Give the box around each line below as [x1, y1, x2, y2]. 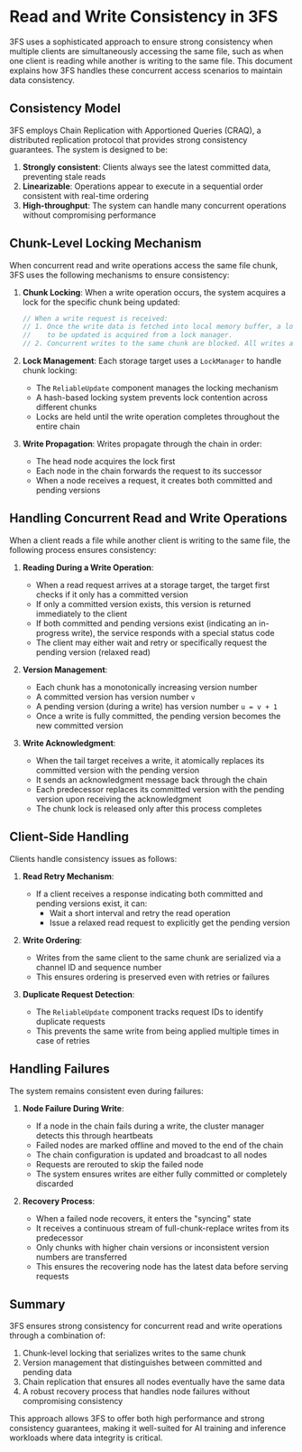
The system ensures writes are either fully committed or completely [35, 1168, 288, 1179]
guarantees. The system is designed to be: [9, 144, 169, 155]
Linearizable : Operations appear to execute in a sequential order [22, 181, 264, 192]
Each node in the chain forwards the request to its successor [35, 465, 262, 476]
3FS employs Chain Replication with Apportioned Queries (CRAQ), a [9, 125, 261, 136]
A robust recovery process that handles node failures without [22, 1386, 251, 1397]
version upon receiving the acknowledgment [35, 793, 202, 804]
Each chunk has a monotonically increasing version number [35, 681, 258, 692]
